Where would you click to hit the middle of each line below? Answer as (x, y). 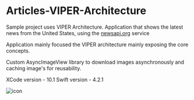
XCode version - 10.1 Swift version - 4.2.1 (55, 80)
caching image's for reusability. (44, 68)
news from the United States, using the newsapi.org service (78, 33)
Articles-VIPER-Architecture (76, 11)
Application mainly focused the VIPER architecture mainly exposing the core (97, 44)
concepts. (18, 50)
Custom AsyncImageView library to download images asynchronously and (95, 62)
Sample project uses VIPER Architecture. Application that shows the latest (95, 27)
